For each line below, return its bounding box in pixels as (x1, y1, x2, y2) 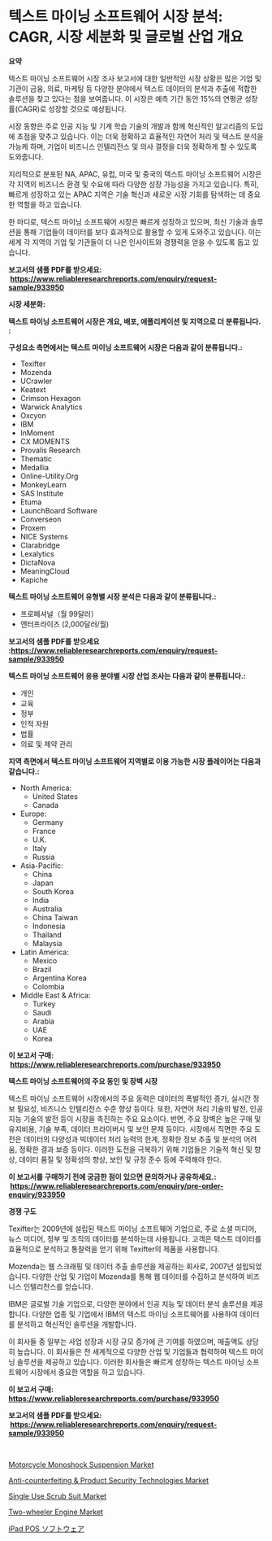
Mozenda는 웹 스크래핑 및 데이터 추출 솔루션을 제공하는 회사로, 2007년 (8, 1261, 234, 1271)
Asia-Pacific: (19, 860, 63, 871)
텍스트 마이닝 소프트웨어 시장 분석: (8, 7, 223, 26)
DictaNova (19, 557, 56, 567)
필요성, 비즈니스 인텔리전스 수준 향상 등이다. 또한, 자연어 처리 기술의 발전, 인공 (16, 1103, 264, 1113)
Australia (32, 904, 63, 914)
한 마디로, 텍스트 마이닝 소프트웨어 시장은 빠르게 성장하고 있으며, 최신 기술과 (8, 216, 249, 226)
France (32, 826, 57, 836)
